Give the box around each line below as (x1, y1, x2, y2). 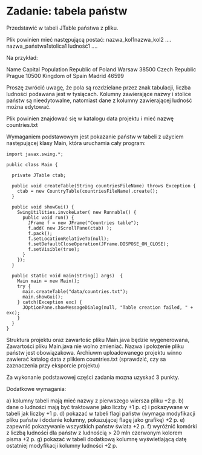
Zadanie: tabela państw (6, 4, 128, 18)
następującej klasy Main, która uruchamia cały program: (6, 139, 146, 146)
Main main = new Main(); (17, 278, 80, 284)
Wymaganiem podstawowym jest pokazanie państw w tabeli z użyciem (6, 133, 184, 140)
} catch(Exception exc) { (17, 299, 83, 305)
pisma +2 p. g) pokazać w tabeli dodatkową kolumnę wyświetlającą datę (6, 435, 187, 442)
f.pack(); (28, 230, 53, 236)
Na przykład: (6, 54, 38, 61)
